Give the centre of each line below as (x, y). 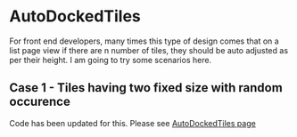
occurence (40, 102)
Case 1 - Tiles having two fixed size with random (146, 88)
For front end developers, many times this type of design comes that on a (144, 41)
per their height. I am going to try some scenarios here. (111, 60)
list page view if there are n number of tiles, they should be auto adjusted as (148, 50)
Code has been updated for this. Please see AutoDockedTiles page (132, 123)
